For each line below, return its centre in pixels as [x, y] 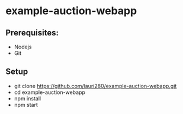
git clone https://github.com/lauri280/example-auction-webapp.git [95, 86]
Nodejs [23, 47]
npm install [28, 98]
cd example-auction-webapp [49, 92]
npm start [26, 105]
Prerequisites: [32, 33]
